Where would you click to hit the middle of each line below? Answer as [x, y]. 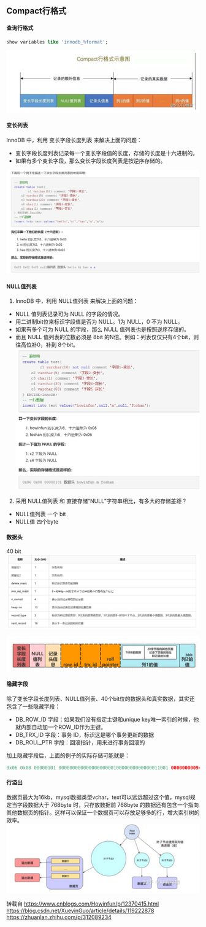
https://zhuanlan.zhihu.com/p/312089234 [59, 917]
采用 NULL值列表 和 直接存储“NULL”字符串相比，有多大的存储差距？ [101, 501]
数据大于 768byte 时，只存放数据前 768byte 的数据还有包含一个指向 [113, 804]
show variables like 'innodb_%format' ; [57, 42]
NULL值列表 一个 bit [40, 514]
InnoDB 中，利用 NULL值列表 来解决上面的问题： [77, 301]
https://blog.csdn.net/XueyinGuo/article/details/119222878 [80, 910]
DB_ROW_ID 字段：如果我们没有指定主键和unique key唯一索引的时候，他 [107, 719]
